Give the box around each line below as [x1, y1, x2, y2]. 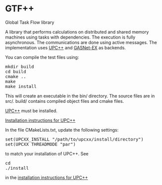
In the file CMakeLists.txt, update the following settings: [5, 127, 119, 133]
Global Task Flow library [5, 19, 54, 25]
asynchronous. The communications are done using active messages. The [5, 39, 158, 45]
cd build [5, 69, 26, 74]
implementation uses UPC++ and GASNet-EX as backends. [5, 45, 126, 50]
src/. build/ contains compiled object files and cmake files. [5, 98, 124, 104]
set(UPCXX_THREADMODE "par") [5, 141, 76, 147]
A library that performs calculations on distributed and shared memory [5, 29, 149, 35]
